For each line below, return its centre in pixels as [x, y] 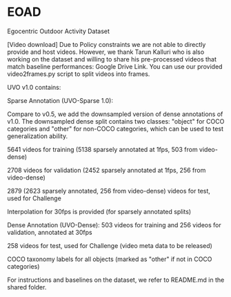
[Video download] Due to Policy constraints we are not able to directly [107, 44]
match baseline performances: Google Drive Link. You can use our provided [115, 66]
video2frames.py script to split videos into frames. [79, 74]
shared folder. [27, 287]
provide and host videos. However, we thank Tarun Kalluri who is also [106, 52]
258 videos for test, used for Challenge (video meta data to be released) [110, 245]
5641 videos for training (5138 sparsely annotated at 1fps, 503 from [102, 149]
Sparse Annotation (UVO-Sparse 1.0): [60, 100]
